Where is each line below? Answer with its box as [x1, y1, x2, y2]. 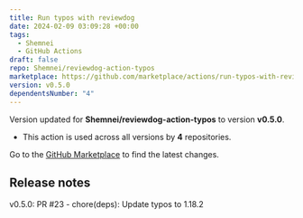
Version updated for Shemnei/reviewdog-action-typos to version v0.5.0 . [9, 114, 285, 125]
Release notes [9, 175, 91, 190]
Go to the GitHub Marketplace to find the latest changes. [9, 148, 219, 159]
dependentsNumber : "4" [9, 89, 95, 98]
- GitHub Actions [17, 47, 83, 56]
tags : [9, 30, 30, 39]
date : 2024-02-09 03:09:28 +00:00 [9, 22, 140, 31]
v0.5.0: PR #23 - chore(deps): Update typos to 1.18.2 [9, 199, 205, 210]
